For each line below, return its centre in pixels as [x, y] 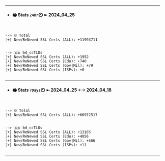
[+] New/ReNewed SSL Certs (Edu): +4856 [47, 136]
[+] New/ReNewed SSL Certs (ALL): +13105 [48, 132]
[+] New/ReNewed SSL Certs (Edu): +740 [46, 61]
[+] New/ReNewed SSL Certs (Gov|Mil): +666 [50, 141]
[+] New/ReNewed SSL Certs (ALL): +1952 [47, 57]
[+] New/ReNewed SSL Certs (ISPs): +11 [46, 145]
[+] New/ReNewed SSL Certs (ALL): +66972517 [51, 115]
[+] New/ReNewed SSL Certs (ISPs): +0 [45, 70]
